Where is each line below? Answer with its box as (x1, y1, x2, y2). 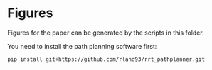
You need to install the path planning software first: (7, 42, 157, 50)
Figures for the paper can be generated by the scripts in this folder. (7, 28, 204, 37)
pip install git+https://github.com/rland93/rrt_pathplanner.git (7, 55, 205, 63)
